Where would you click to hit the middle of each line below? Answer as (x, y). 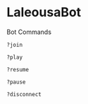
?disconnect (24, 94)
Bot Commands (29, 32)
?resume (18, 69)
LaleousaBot (44, 12)
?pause (16, 82)
